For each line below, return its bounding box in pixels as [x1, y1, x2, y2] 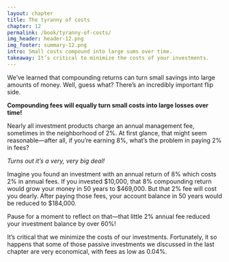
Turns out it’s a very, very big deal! [7, 157, 105, 165]
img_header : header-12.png [7, 36, 84, 42]
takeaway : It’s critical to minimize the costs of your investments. [7, 55, 210, 62]
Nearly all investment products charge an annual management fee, [7, 121, 195, 130]
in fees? [7, 143, 29, 151]
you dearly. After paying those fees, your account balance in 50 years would [7, 192, 222, 200]
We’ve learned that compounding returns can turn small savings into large [7, 73, 215, 81]
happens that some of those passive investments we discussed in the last [7, 240, 215, 248]
